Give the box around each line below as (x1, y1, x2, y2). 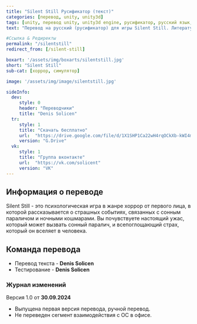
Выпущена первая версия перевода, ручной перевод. (14, 305, 151, 312)
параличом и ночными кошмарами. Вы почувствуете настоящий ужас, (6, 215, 185, 222)
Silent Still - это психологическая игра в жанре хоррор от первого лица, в (6, 203, 191, 210)
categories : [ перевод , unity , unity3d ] (6, 14, 104, 20)
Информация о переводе (6, 187, 104, 197)
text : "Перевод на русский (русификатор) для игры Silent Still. (6, 25, 169, 31)
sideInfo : (6, 89, 30, 95)
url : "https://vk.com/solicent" (19, 159, 101, 166)
